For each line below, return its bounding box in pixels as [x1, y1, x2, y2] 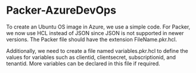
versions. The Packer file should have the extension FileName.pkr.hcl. [6, 36, 178, 43]
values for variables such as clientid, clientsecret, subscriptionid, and [6, 53, 176, 61]
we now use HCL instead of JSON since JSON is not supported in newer [6, 29, 184, 36]
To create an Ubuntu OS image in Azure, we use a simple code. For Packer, [6, 23, 191, 30]
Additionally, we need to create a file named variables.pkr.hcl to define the [6, 47, 189, 54]
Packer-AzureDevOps [6, 4, 117, 17]
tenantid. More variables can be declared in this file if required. [6, 60, 161, 67]
